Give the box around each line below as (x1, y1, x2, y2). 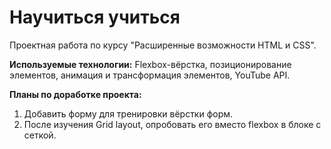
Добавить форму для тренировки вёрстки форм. (23, 107, 234, 120)
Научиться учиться (9, 6, 181, 29)
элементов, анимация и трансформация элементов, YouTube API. (9, 69, 291, 81)
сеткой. (23, 129, 57, 141)
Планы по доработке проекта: (9, 88, 142, 100)
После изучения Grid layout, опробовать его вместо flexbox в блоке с (23, 118, 322, 130)
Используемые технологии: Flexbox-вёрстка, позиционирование (9, 58, 292, 70)
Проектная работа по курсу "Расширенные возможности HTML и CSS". (9, 39, 317, 51)
